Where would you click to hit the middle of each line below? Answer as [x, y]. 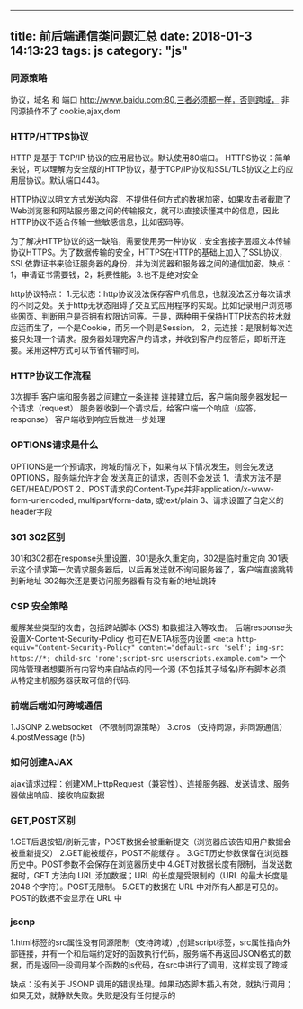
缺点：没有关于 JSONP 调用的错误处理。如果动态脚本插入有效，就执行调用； [152, 984]
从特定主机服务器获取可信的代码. [71, 680]
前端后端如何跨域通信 [56, 706]
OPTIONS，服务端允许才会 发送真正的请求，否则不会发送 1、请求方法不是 [146, 477]
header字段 [31, 511]
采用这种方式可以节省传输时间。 [85, 350]
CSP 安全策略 [39, 606]
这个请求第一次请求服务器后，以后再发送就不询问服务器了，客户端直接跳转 [156, 569]
